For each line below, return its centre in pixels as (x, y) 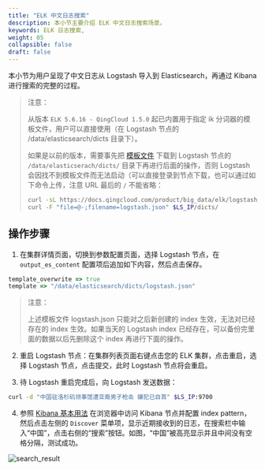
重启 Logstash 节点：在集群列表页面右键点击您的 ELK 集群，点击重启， (134, 356)
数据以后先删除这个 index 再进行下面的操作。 (114, 339)
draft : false (30, 52)
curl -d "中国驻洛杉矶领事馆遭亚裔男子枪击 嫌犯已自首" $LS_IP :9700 (110, 397)
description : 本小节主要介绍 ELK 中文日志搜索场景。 (87, 23)
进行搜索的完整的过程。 (46, 85)
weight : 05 (26, 37)
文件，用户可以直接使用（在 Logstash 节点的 (107, 129)
